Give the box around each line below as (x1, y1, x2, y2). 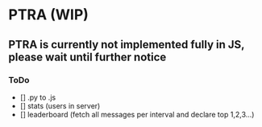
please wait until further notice (8, 50, 167, 63)
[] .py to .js (19, 92, 56, 102)
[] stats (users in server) (19, 100, 101, 110)
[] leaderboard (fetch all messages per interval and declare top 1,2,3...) (19, 109, 255, 119)
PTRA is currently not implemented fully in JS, (8, 38, 245, 51)
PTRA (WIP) (8, 6, 89, 24)
